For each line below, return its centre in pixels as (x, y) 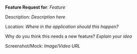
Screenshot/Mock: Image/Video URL (43, 46)
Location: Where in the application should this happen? (62, 26)
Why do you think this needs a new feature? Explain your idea (68, 36)
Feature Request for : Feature (35, 7)
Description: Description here (35, 17)
